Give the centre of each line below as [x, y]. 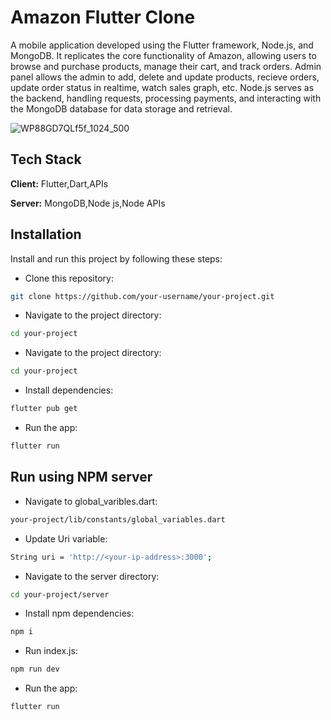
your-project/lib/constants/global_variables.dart [118, 519]
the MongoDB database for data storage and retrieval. [121, 108]
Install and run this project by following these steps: [116, 258]
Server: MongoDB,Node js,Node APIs [88, 203]
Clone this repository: [69, 278]
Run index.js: [51, 651]
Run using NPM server [81, 477]
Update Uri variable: [66, 538]
